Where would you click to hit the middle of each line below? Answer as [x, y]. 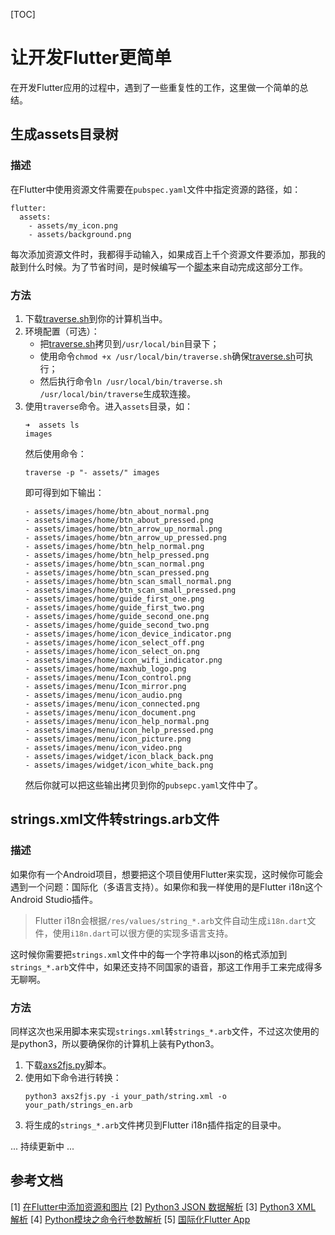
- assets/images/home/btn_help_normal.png [114, 546]
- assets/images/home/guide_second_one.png [117, 616]
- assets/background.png [80, 234]
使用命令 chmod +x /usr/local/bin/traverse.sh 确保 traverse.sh [167, 356]
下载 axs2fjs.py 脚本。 [68, 1065]
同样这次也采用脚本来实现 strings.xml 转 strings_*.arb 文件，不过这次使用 [160, 1031]
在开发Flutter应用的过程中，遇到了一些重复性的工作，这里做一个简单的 [155, 87]
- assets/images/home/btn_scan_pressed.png [117, 572]
